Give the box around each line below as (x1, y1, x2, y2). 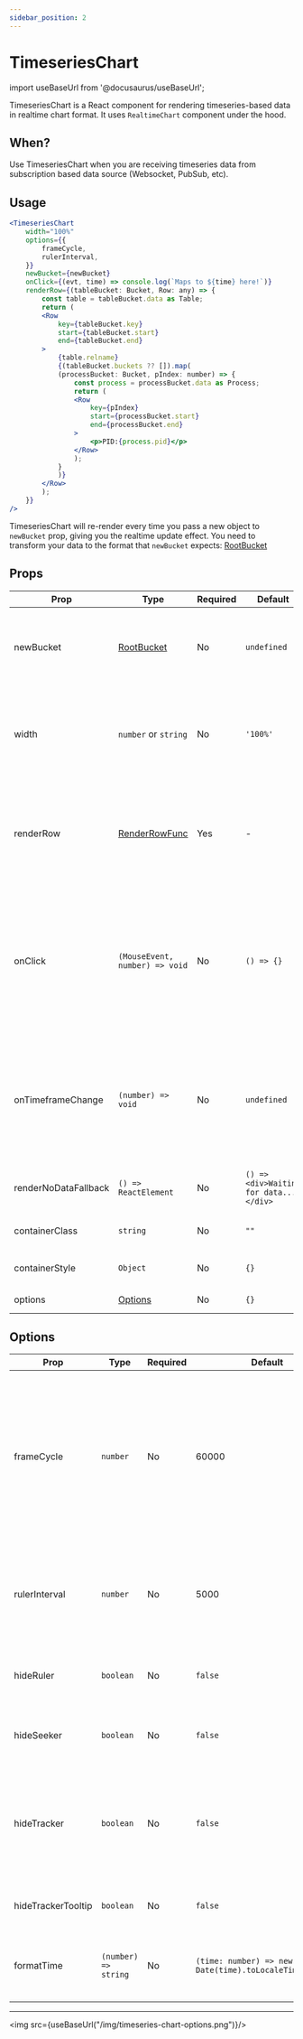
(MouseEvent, (118, 951, 174, 962)
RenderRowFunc (118, 827, 188, 840)
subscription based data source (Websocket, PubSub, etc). (9, 169, 229, 180)
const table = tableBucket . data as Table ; (41, 294, 204, 303)
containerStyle (14, 1262, 77, 1274)
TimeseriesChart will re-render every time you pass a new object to (9, 520, 260, 531)
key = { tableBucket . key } (57, 320, 143, 329)
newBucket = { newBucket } (25, 269, 111, 278)
